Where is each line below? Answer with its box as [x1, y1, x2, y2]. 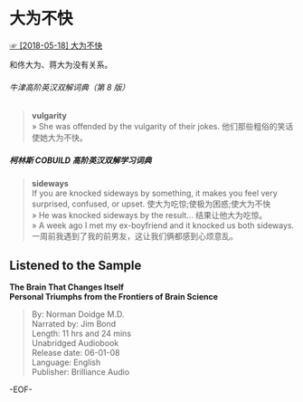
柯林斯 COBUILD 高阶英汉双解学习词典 [9, 155, 152, 166]
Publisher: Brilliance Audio [31, 366, 130, 377]
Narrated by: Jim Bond [31, 318, 117, 329]
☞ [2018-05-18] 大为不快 [9, 40, 103, 51]
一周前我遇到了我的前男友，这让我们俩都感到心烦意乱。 [31, 231, 238, 242]
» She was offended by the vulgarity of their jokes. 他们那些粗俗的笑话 [31, 121, 294, 132]
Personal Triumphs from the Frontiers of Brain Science [9, 291, 219, 301]
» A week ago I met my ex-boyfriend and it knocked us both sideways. [31, 220, 295, 231]
